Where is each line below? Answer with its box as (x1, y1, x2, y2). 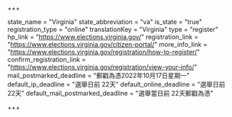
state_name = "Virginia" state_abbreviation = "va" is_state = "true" (7, 18, 202, 26)
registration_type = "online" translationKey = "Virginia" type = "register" (7, 26, 219, 33)
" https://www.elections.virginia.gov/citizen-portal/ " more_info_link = (7, 40, 208, 48)
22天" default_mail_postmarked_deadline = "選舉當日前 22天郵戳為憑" (7, 89, 213, 97)
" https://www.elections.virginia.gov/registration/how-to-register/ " (7, 48, 200, 56)
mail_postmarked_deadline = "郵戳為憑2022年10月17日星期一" (7, 72, 191, 79)
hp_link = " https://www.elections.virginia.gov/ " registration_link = (7, 33, 198, 41)
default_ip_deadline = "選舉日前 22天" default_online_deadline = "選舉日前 (7, 80, 226, 89)
